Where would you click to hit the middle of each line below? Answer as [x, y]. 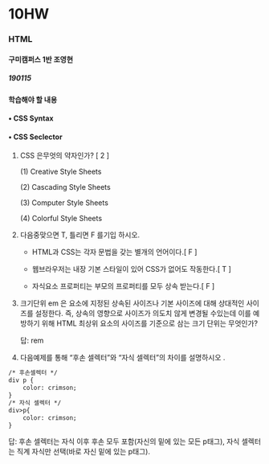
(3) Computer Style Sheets [64, 203]
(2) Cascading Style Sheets [65, 187]
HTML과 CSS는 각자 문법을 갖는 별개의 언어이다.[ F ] [114, 252]
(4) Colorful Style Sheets [61, 219]
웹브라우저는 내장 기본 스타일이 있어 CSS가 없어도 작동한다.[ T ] [131, 269]
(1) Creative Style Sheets [61, 172]
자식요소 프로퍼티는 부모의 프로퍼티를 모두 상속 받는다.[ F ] [123, 286]
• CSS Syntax [31, 118]
